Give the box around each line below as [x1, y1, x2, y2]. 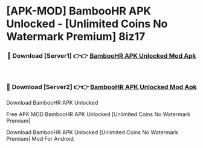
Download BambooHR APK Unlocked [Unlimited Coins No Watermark [6, 128, 178, 136]
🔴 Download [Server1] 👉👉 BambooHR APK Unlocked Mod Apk [7, 52, 196, 60]
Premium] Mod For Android [6, 135, 74, 142]
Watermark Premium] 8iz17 [6, 30, 146, 43]
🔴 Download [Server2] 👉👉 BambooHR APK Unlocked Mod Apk [6, 83, 197, 91]
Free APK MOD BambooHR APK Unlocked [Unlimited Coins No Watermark [6, 110, 191, 118]
